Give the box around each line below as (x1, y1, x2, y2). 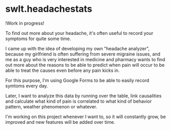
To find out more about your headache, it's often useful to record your (5, 30, 154, 36)
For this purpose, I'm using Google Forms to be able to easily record (5, 77, 149, 83)
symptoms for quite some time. (5, 35, 71, 42)
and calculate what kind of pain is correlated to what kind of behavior (5, 98, 152, 104)
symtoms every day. (5, 83, 48, 89)
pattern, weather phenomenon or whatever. (5, 103, 98, 109)
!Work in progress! (5, 20, 45, 26)
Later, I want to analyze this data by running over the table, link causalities (5, 92, 162, 99)
